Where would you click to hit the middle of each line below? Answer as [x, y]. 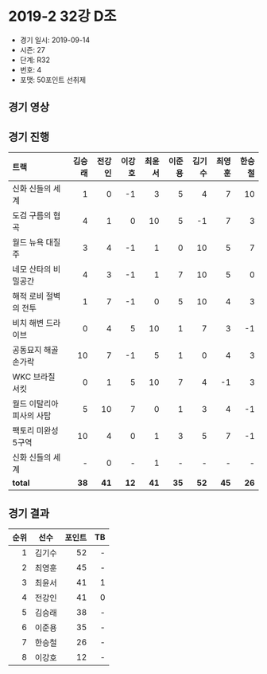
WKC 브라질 [34, 377]
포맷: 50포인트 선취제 [52, 80]
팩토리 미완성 [35, 431]
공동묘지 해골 [35, 350]
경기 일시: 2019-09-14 [55, 40]
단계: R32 [35, 60]
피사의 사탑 [32, 416]
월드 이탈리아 [35, 404]
